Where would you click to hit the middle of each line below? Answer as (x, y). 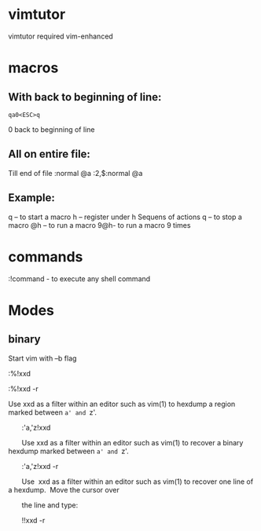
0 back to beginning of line (51, 129)
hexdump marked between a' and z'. (68, 451)
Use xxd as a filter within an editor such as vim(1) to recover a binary (132, 442)
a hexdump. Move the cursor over (64, 489)
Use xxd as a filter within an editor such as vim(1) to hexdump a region (122, 404)
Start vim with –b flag (42, 358)
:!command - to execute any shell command (79, 278)
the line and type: (50, 505)
